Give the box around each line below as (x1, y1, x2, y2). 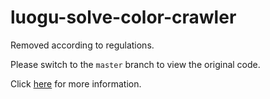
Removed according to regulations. (10, 39, 155, 51)
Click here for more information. (10, 77, 142, 90)
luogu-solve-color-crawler (10, 6, 237, 29)
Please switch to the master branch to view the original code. (10, 58, 261, 70)
